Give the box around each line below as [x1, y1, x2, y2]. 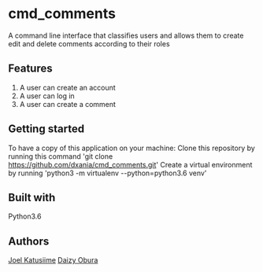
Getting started [8, 123, 85, 136]
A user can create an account [19, 83, 116, 92]
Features [8, 62, 53, 75]
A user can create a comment [19, 99, 117, 108]
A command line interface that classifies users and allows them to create [8, 31, 244, 40]
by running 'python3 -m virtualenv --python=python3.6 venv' [8, 168, 207, 178]
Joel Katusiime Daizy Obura [8, 255, 98, 265]
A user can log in [19, 91, 75, 101]
